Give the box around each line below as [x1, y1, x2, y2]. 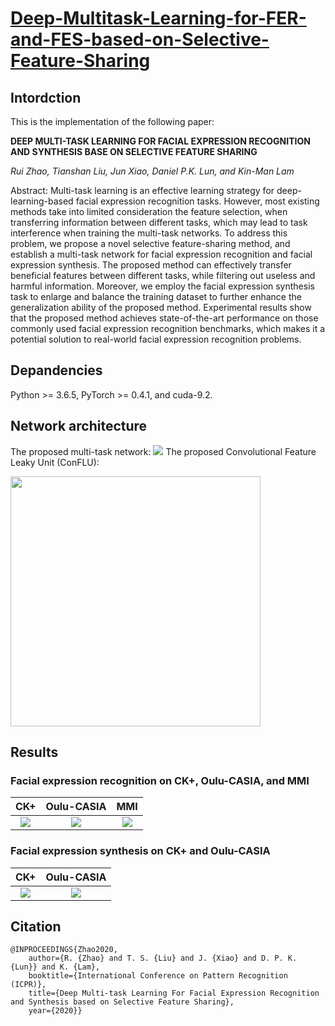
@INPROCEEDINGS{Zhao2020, [10, 945, 118, 955]
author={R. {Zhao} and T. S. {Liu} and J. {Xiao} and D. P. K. [28, 953, 298, 964]
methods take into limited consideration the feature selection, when [10, 206, 288, 217]
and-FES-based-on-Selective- [10, 28, 270, 51]
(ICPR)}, [10, 980, 47, 990]
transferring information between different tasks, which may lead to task [10, 217, 308, 228]
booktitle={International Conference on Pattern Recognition [28, 971, 288, 981]
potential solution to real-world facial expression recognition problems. [10, 333, 302, 345]
